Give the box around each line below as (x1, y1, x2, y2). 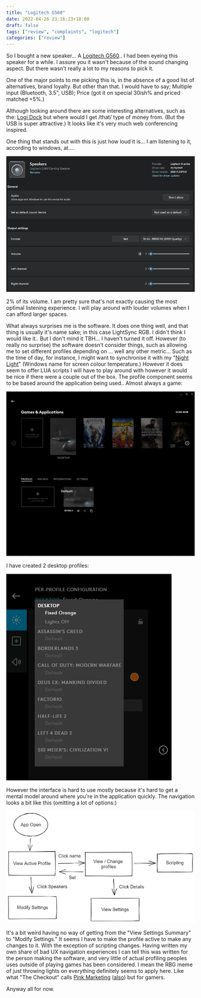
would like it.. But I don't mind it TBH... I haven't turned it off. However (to (6, 334, 187, 342)
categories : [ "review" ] (6, 35, 66, 41)
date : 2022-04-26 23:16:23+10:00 (6, 16, 90, 22)
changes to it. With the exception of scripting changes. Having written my (6, 942, 187, 949)
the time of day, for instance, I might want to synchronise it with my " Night (6, 354, 189, 361)
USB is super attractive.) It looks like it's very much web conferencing (6, 120, 178, 127)
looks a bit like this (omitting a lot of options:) (6, 799, 117, 806)
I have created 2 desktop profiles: (6, 562, 89, 569)
